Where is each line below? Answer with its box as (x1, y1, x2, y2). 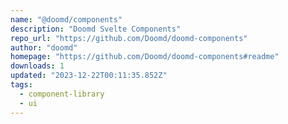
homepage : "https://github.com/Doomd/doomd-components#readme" (10, 52, 280, 62)
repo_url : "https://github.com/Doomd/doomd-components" (10, 33, 248, 43)
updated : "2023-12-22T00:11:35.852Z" (10, 71, 168, 81)
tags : (10, 80, 33, 90)
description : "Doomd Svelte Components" (10, 24, 182, 34)
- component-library (19, 89, 105, 99)
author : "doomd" (10, 42, 78, 53)
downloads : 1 (10, 61, 65, 71)
